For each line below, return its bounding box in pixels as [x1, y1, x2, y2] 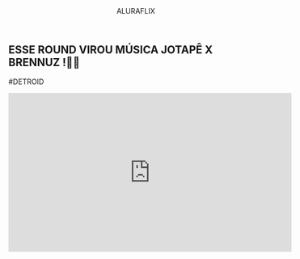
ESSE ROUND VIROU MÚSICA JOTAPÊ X [8, 43, 213, 56]
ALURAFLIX [116, 6, 156, 15]
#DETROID [8, 77, 44, 86]
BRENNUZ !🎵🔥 [8, 56, 81, 69]
